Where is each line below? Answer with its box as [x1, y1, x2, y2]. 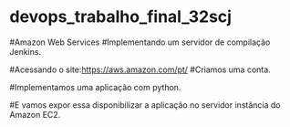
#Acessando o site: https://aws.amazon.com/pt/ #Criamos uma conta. [9, 64, 271, 75]
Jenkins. [9, 46, 42, 57]
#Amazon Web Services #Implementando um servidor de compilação [9, 37, 271, 48]
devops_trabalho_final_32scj [9, 6, 233, 27]
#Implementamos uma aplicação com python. [9, 81, 181, 92]
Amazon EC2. [9, 109, 61, 120]
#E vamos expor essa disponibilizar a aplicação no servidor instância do [9, 99, 281, 111]
